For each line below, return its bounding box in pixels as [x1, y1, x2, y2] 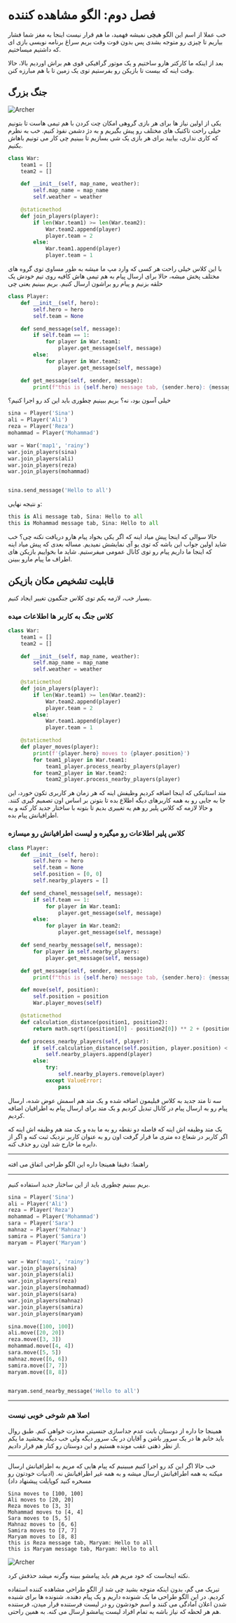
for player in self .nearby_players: [33, 948, 140, 955]
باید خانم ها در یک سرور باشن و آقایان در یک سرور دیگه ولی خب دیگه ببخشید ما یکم [8, 1434, 225, 1442]
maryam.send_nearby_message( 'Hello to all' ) [8, 1387, 140, 1394]
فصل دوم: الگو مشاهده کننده [8, 7, 156, 23]
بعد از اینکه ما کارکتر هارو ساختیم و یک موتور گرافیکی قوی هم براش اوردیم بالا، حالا [8, 58, 223, 67]
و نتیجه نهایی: [8, 500, 43, 508]
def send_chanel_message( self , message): [20, 890, 143, 897]
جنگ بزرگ [8, 86, 48, 98]
